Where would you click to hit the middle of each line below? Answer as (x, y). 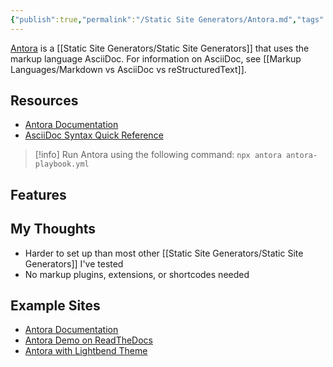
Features (38, 194)
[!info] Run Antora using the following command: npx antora (158, 155)
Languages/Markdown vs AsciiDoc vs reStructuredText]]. (128, 69)
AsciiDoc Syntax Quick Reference (94, 135)
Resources (44, 101)
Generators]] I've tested (74, 263)
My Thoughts (53, 229)
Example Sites (55, 306)
